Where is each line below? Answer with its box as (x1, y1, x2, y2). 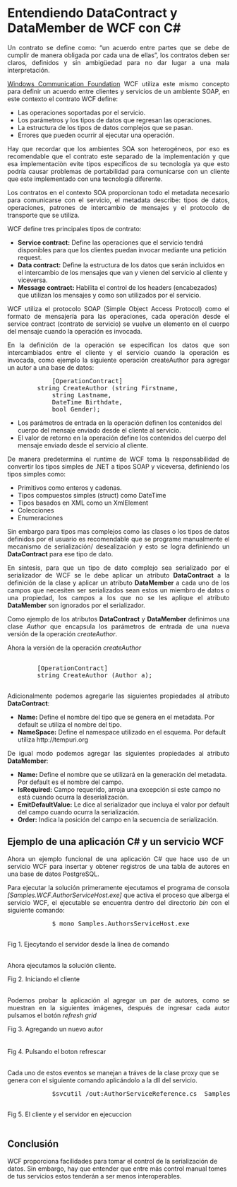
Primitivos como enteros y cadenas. (17, 483, 122, 492)
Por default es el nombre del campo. (17, 778, 124, 786)
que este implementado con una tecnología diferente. (7, 175, 163, 183)
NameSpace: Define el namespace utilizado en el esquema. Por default (17, 727, 226, 736)
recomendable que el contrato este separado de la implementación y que (7, 152, 230, 160)
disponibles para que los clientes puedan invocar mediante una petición (17, 245, 227, 254)
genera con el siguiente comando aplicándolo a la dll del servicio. (7, 1076, 197, 1084)
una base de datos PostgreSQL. (7, 870, 100, 878)
